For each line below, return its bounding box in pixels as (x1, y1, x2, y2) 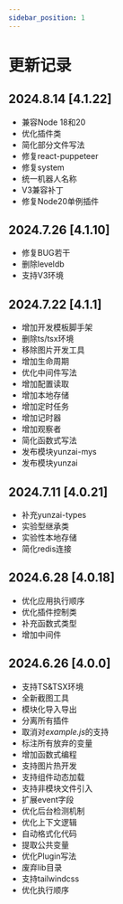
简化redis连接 (21, 543, 73, 554)
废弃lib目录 (21, 862, 63, 872)
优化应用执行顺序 (21, 595, 85, 606)
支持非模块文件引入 (21, 783, 93, 794)
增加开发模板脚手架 (21, 322, 93, 333)
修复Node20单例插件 (21, 195, 100, 206)
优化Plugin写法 (21, 851, 77, 862)
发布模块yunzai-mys (21, 447, 97, 457)
